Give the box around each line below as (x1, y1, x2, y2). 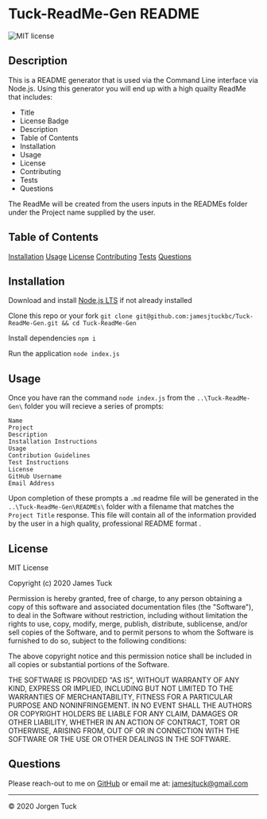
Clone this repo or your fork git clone (8, 311, 133, 320)
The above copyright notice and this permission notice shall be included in (8, 651, 252, 661)
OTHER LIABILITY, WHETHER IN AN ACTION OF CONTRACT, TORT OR (8, 717, 240, 727)
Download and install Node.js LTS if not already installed (8, 296, 192, 305)
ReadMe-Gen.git (8, 320, 59, 328)
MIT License (8, 563, 49, 573)
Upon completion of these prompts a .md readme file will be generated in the (8, 494, 259, 503)
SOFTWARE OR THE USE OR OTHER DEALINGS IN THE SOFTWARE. (8, 735, 231, 743)
